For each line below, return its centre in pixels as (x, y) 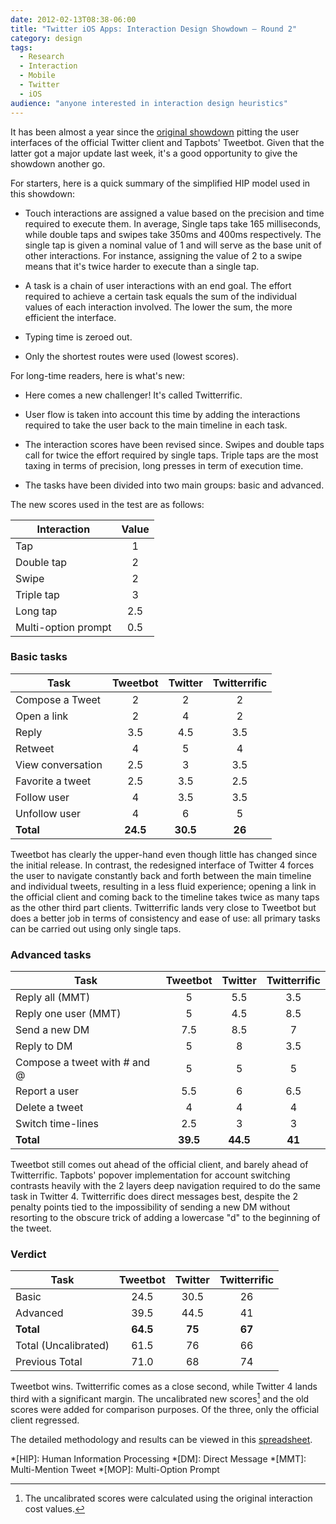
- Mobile (37, 76)
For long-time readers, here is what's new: (97, 375)
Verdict (28, 1254)
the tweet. (31, 1228)
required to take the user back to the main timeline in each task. (156, 425)
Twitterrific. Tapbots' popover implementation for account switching (150, 1175)
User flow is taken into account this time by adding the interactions (162, 414)
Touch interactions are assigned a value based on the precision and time (174, 213)
